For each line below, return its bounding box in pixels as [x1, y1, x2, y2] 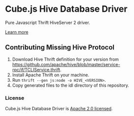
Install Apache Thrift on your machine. [12, 72, 89, 78]
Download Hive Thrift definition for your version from [12, 56, 119, 62]
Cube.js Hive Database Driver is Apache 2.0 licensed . [5, 106, 113, 112]
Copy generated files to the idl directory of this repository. [12, 82, 130, 88]
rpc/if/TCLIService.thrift [12, 67, 60, 72]
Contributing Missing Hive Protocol [5, 43, 115, 52]
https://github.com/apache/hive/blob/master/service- [12, 61, 120, 67]
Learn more [5, 29, 28, 35]
